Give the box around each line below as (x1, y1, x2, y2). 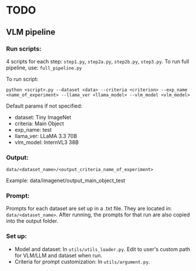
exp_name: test (14, 126, 52, 133)
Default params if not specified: (6, 102, 83, 109)
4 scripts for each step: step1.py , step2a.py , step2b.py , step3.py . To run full (6, 58, 190, 65)
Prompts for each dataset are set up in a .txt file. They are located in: (6, 205, 172, 212)
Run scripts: (6, 45, 42, 53)
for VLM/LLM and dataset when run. (14, 252, 103, 259)
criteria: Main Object (14, 120, 65, 127)
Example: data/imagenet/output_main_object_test (6, 177, 126, 184)
